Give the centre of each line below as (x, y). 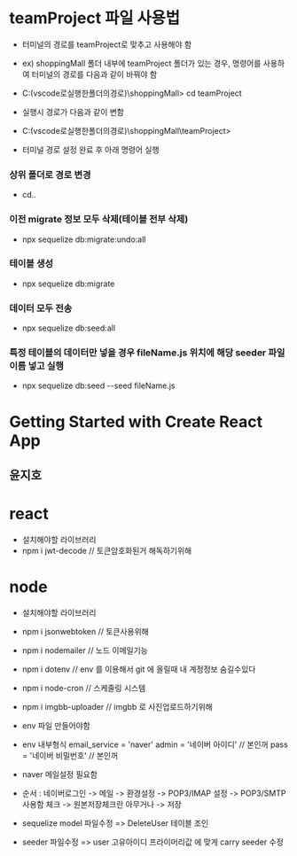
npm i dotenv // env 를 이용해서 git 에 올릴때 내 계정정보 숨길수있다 (139, 669)
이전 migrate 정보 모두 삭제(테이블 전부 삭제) (99, 220)
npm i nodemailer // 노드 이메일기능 (85, 650)
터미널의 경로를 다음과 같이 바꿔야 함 (94, 74)
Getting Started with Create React (136, 421)
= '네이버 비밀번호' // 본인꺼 (70, 755)
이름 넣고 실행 (37, 366)
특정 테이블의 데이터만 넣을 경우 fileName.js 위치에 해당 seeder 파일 (147, 353)
